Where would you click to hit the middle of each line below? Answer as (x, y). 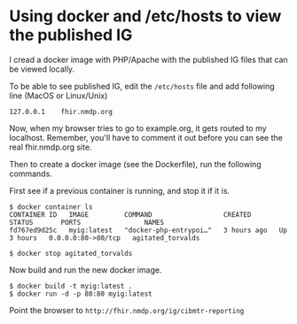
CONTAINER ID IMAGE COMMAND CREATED (130, 214)
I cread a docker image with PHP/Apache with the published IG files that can (148, 59)
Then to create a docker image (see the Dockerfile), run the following (135, 164)
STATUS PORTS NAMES (87, 222)
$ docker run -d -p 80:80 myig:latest (81, 294)
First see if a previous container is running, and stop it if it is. (120, 190)
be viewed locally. (42, 69)
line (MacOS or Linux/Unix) (59, 96)
